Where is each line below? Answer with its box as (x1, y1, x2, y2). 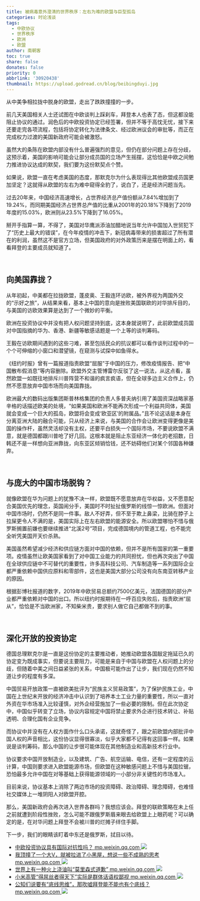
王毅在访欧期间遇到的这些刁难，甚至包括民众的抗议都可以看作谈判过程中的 (6, 339, 189, 347)
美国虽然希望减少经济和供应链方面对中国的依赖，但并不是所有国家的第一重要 (6, 545, 194, 552)
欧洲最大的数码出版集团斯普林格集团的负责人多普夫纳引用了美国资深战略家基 (6, 395, 194, 402)
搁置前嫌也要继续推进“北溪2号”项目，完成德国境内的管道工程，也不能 (16, 524, 186, 532)
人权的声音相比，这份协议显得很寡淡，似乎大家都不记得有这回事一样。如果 (11, 735, 194, 743)
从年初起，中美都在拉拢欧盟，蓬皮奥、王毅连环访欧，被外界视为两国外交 (6, 291, 183, 299)
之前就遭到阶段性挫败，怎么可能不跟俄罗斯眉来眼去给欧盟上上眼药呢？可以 (6, 811, 189, 818)
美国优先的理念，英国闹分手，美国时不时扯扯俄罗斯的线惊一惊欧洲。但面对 (11, 502, 194, 509)
